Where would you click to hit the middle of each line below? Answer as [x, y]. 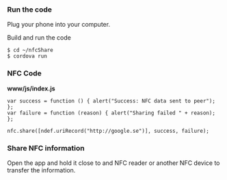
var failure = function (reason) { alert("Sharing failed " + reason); [111, 113]
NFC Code [25, 73]
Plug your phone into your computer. [59, 25]
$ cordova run [27, 56]
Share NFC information [46, 148]
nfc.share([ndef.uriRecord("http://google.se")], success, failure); [108, 131]
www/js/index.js [31, 88]
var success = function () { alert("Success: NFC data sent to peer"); [111, 101]
